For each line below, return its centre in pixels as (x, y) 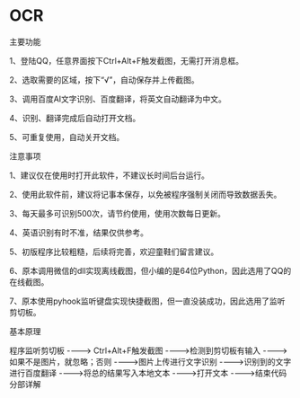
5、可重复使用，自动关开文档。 (67, 137)
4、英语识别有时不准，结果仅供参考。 (79, 232)
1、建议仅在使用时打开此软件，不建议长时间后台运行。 (109, 175)
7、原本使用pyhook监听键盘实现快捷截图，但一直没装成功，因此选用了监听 (147, 301)
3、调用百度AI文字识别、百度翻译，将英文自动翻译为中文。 (118, 99)
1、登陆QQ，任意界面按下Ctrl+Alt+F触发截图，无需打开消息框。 (127, 60)
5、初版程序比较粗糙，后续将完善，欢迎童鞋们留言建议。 (114, 252)
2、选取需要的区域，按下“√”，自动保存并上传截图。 (104, 80)
